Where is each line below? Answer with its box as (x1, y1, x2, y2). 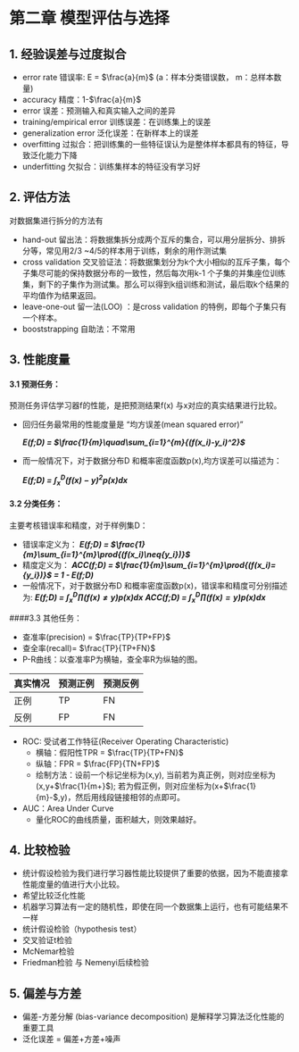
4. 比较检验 (9, 842, 71, 857)
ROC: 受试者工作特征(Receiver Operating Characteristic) (21, 736, 229, 747)
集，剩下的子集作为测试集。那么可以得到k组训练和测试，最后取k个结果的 (21, 279, 290, 289)
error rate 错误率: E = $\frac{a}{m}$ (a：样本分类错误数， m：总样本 (21, 72, 274, 82)
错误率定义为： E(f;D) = (21, 539, 110, 550)
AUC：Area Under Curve (21, 803, 114, 814)
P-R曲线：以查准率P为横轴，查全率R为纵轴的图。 (21, 654, 203, 664)
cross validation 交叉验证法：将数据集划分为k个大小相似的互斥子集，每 (21, 256, 283, 267)
